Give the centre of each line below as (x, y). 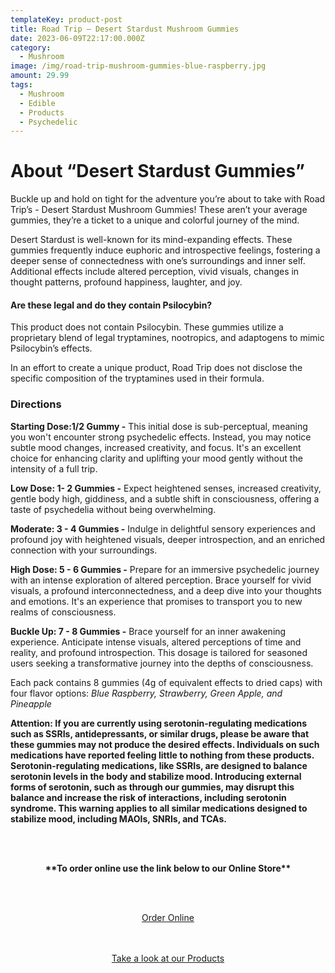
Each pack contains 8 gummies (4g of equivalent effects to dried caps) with (166, 682)
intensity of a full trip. (54, 468)
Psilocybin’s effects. (51, 348)
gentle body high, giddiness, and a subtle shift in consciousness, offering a (165, 498)
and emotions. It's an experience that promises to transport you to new (156, 601)
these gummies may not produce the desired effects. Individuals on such (165, 744)
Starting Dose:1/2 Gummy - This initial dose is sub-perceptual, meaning (159, 426)
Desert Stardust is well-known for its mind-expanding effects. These (151, 240)
